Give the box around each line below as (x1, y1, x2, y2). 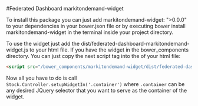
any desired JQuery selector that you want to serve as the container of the (6, 87, 187, 94)
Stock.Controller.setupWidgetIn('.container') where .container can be (6, 80, 185, 87)
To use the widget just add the (6, 40, 80, 47)
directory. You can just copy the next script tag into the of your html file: (6, 53, 181, 59)
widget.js (6, 46, 28, 53)
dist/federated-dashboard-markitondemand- (81, 40, 190, 47)
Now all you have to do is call (6, 74, 77, 81)
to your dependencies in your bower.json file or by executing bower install (6, 23, 186, 29)
